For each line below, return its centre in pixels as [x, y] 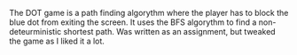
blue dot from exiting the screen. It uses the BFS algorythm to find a [133, 22]
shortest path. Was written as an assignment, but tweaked [170, 31]
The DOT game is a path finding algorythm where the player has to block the [149, 13]
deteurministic [35, 31]
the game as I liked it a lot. [57, 41]
